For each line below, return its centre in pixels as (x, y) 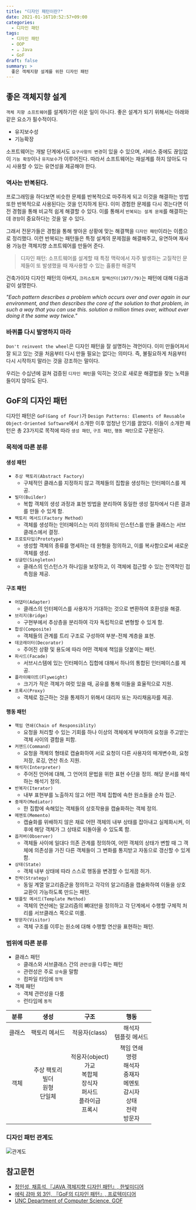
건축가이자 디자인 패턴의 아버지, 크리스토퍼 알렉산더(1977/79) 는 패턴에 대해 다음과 (97, 278)
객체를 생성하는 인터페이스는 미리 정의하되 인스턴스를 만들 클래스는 (99, 524)
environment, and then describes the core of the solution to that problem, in (97, 303)
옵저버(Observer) (34, 836)
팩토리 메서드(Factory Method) (49, 518)
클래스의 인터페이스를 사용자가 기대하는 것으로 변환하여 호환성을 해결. (102, 608)
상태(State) (28, 865)
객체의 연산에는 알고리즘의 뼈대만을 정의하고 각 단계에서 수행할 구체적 (102, 906)
